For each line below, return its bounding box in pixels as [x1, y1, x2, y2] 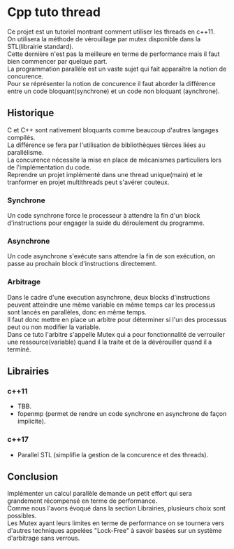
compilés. [7, 133, 36, 141]
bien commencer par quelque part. [7, 57, 108, 65]
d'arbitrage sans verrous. [7, 534, 80, 543]
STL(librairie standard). [7, 42, 74, 50]
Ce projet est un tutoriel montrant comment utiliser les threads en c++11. [7, 27, 215, 36]
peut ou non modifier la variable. [7, 323, 101, 331]
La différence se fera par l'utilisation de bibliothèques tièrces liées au [7, 141, 206, 149]
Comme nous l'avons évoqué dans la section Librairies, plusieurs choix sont [7, 504, 226, 513]
